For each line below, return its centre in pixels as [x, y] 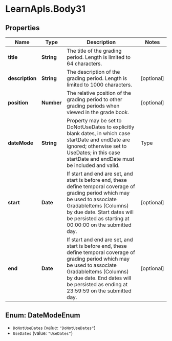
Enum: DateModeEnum [43, 315]
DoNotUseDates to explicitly [100, 127]
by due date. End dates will [99, 278]
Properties [23, 28]
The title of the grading [94, 51]
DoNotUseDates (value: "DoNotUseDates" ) [54, 328]
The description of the [93, 72]
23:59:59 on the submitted [99, 291]
